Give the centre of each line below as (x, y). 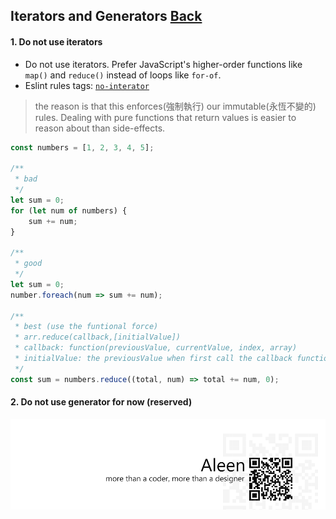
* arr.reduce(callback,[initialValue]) (98, 337)
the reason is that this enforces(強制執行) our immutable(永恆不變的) (175, 106)
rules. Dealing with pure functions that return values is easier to (165, 117)
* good (28, 264)
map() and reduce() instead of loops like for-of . (123, 75)
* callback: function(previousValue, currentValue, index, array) (156, 348)
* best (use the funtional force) (86, 327)
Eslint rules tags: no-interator (87, 85)
